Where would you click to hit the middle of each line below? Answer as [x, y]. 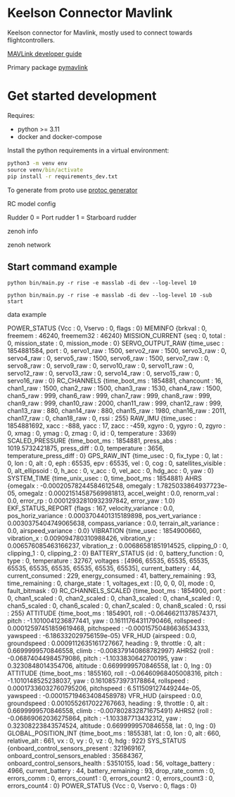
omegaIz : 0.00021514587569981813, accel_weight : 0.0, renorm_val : [118, 493]
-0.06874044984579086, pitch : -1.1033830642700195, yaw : [97, 659]
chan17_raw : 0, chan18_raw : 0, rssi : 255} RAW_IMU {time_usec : [102, 419]
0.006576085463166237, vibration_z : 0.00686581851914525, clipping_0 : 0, [118, 546]
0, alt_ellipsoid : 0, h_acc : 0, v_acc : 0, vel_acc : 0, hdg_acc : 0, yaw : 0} [111, 471]
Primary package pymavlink [47, 67]
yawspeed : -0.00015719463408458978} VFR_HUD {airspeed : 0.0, [105, 696]
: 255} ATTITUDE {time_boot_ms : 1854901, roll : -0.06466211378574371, [113, 613]
